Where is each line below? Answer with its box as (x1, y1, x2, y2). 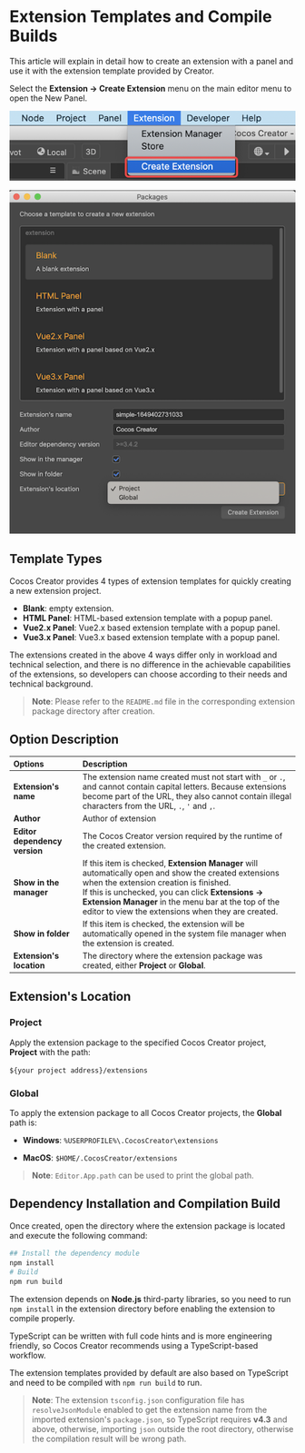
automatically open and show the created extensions (82, 867, 280, 878)
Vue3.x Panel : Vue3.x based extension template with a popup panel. (22, 631, 280, 642)
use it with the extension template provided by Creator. (9, 65, 215, 76)
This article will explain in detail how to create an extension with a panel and (9, 55, 293, 66)
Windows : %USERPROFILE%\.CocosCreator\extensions (22, 1134, 219, 1145)
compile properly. (9, 1313, 75, 1324)
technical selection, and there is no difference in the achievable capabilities (9, 658, 291, 669)
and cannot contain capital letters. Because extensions (82, 781, 287, 792)
